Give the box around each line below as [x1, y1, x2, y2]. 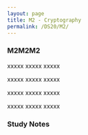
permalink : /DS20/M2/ [7, 23, 69, 30]
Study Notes [7, 119, 50, 129]
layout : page [7, 10, 45, 17]
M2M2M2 [7, 46, 41, 55]
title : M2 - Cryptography [7, 17, 81, 24]
